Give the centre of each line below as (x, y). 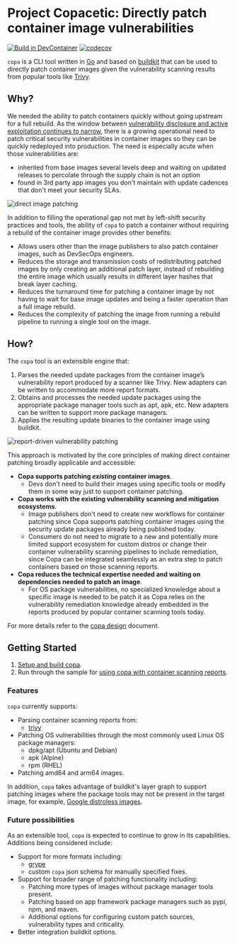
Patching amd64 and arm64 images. (71, 772)
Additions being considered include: (60, 842)
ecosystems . (37, 506)
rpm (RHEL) (45, 765)
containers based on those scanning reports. (93, 567)
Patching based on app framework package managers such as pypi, (128, 901)
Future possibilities (41, 820)
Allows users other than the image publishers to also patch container (118, 246)
